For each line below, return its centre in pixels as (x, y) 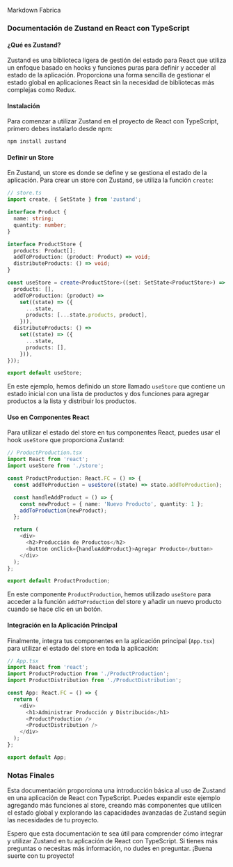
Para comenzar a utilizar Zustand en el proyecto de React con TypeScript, (113, 121)
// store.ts (24, 193)
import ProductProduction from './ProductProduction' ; (88, 674)
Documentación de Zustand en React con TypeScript (98, 28)
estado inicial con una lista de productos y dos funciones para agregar (109, 394)
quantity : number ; (40, 225)
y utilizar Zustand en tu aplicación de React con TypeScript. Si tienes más (112, 841)
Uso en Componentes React (48, 417)
